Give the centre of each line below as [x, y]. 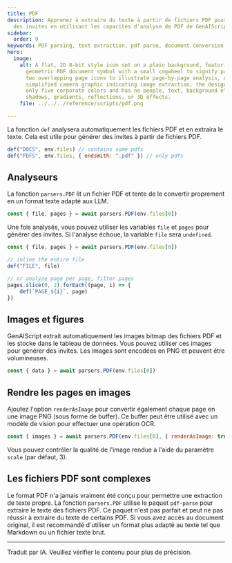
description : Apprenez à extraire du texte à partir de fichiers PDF [109, 20]
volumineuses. [28, 358]
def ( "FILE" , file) [33, 266]
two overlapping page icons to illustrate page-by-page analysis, [123, 78]
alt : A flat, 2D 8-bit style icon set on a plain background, [111, 65]
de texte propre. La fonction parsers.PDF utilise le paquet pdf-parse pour [110, 503]
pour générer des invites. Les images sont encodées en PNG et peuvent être [116, 351]
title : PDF [23, 13]
